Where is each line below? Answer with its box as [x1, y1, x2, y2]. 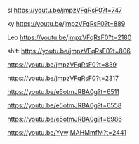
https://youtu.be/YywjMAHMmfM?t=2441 [7, 129, 126, 136]
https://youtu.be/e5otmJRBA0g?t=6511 [7, 88, 119, 96]
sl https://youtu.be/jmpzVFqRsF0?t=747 [7, 6, 123, 14]
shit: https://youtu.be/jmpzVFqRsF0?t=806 [7, 47, 131, 55]
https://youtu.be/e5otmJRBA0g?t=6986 [7, 115, 123, 123]
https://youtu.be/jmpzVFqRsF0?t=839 [7, 60, 117, 69]
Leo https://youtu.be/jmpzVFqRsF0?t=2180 [7, 33, 132, 41]
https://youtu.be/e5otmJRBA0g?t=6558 [7, 101, 122, 110]
